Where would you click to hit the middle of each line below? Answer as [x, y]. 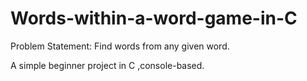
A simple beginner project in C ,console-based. [107, 65]
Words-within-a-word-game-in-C [154, 18]
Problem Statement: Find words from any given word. [120, 46]
